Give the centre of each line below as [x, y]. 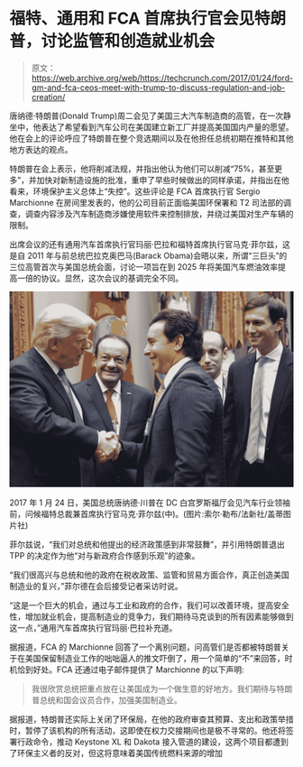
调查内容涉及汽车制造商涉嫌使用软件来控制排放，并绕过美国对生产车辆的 [159, 214]
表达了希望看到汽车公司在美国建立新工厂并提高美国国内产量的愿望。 [167, 126]
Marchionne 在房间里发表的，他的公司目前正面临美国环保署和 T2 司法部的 [147, 202]
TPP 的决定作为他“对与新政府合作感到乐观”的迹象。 [105, 556]
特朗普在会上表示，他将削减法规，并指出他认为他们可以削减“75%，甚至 [142, 169]
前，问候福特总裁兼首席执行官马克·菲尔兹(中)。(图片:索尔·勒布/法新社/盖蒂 [147, 514]
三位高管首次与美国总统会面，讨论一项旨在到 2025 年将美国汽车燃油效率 [144, 266]
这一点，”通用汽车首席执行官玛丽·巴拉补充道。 [93, 628]
